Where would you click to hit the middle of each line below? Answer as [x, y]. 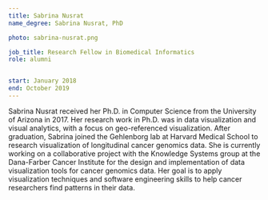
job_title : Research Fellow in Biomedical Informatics [102, 52]
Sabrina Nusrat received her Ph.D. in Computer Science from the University [132, 111]
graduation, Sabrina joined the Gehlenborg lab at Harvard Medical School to [133, 136]
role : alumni [30, 60]
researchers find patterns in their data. [72, 187]
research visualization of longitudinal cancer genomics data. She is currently [134, 145]
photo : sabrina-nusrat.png [53, 38]
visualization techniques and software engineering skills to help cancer [125, 179]
